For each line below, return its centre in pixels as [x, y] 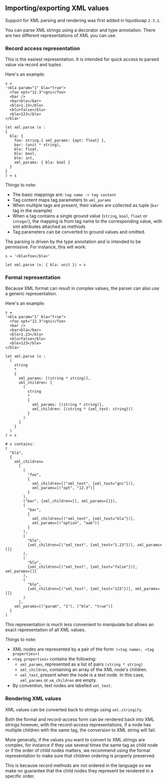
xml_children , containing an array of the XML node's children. [84, 670]
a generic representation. [31, 294]
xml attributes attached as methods [49, 227]
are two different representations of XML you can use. [61, 35]
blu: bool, [25, 154]
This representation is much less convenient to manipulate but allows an [79, 625]
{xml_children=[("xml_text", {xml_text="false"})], [82, 567]
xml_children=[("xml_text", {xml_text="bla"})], [83, 519]
